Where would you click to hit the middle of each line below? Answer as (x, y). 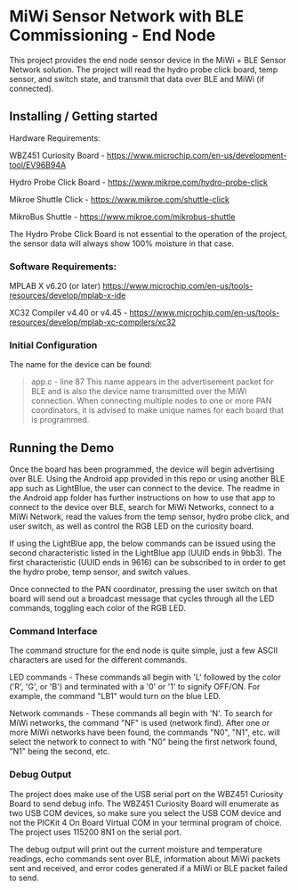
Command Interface (53, 631)
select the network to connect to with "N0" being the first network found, (143, 742)
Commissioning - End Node (113, 35)
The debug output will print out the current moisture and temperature (136, 849)
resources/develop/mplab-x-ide (68, 295)
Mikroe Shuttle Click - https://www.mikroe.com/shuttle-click (119, 199)
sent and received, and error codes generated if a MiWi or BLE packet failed (149, 868)
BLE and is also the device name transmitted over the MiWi (139, 391)
